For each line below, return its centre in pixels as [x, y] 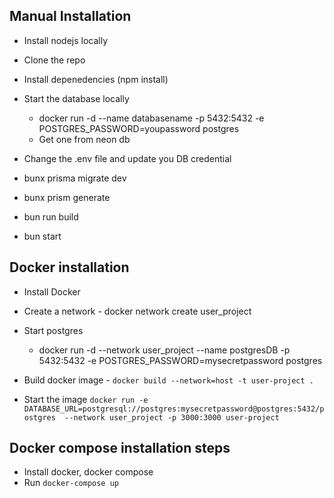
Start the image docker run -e [86, 399]
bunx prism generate [67, 197]
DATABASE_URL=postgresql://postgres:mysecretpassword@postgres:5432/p [174, 409]
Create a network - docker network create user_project [137, 311]
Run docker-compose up [71, 483]
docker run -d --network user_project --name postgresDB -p [164, 350]
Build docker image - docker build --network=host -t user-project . [168, 380]
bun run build [51, 216]
